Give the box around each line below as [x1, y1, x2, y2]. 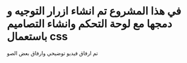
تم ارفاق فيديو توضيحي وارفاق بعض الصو [7, 49, 98, 56]
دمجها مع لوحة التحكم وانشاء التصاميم [7, 17, 173, 31]
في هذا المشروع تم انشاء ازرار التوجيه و [7, 4, 182, 18]
